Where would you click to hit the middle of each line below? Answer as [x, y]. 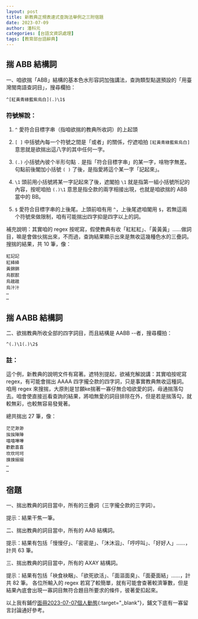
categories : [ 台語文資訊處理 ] [40, 34]
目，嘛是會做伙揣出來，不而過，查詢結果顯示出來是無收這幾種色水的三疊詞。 [99, 236]
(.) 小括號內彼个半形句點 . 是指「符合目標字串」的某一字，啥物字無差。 [102, 162]
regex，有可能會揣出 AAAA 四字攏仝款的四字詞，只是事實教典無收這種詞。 [97, 381]
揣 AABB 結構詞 [34, 318]
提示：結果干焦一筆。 [32, 518]
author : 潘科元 [23, 28]
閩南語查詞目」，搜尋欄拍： [43, 87]
